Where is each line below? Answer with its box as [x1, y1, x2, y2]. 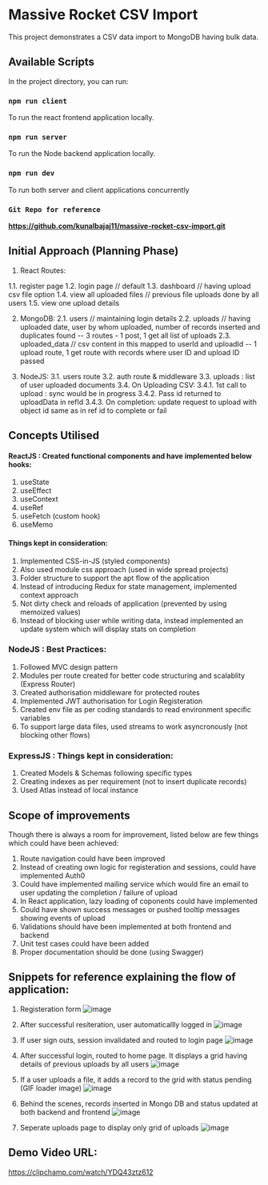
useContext [19, 494, 58, 504]
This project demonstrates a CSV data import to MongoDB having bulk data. [8, 32, 259, 42]
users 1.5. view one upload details [8, 298, 120, 307]
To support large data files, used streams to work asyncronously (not [19, 722, 248, 731]
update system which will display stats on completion [19, 624, 196, 634]
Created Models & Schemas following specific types [19, 768, 193, 778]
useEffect [19, 486, 52, 495]
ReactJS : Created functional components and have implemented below [8, 450, 252, 461]
